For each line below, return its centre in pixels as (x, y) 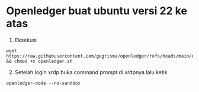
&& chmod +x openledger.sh (39, 61)
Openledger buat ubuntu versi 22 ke (97, 11)
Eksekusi (26, 40)
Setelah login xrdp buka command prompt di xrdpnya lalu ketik (91, 72)
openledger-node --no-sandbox (44, 83)
